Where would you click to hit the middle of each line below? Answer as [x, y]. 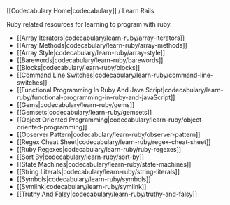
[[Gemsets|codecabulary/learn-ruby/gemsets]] [84, 112]
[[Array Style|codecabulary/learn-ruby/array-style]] [91, 53]
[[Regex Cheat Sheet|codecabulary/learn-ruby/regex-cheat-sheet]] [114, 142]
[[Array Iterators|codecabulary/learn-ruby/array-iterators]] [101, 38]
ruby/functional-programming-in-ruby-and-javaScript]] [96, 97]
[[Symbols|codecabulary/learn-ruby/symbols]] [84, 179]
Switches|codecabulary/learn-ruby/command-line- [140, 75]
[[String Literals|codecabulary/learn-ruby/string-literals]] [98, 172]
